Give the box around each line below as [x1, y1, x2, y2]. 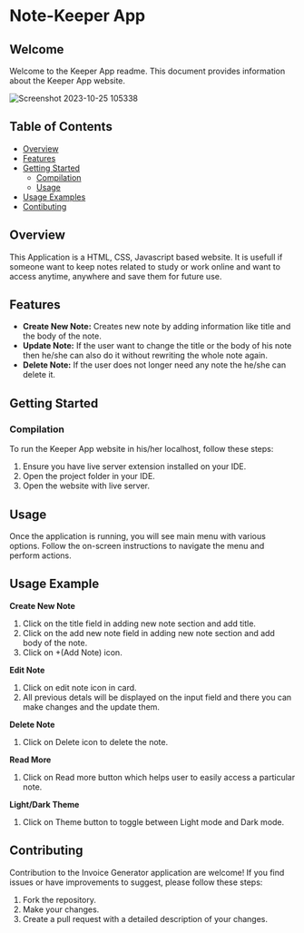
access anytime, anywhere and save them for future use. [9, 270, 222, 281]
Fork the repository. [22, 894, 97, 905]
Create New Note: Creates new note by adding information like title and [22, 321, 291, 332]
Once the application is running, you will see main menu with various [9, 530, 266, 541]
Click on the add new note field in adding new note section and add [22, 627, 275, 638]
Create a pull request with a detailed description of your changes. [22, 913, 269, 924]
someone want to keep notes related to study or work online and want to [9, 260, 281, 272]
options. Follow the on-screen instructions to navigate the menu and [9, 540, 265, 551]
